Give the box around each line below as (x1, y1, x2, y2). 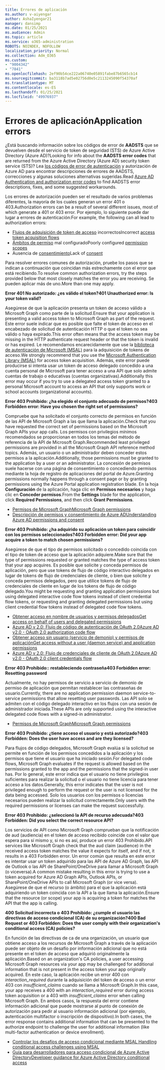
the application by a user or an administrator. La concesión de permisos (5, 460, 151, 466)
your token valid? (5, 296, 41, 301)
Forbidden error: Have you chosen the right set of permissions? (5, 403, 138, 409)
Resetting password (5, 670, 47, 676)
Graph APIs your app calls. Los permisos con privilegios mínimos (5, 429, 137, 435)
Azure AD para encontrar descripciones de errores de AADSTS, (5, 168, 134, 174)
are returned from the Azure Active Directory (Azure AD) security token (5, 158, 150, 164)
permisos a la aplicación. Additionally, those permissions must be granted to (5, 455, 159, 461)
